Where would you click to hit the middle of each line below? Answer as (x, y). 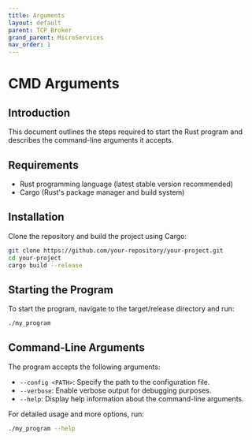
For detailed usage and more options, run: (76, 414)
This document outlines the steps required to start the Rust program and (125, 132)
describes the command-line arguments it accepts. (91, 140)
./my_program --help (42, 428)
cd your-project (35, 258)
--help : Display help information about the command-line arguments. (132, 398)
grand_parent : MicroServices (56, 37)
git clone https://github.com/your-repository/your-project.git (116, 250)
